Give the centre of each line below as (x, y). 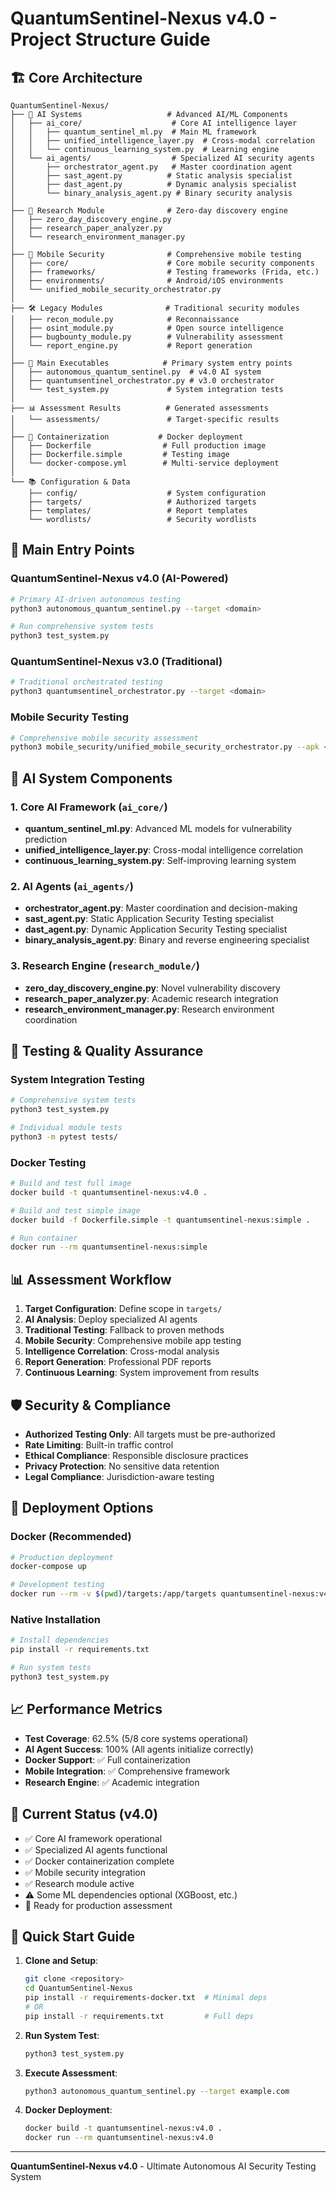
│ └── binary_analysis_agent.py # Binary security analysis (151, 193)
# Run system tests (51, 1668)
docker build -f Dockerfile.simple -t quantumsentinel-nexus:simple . (160, 1220)
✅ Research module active (79, 1883)
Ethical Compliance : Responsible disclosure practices (136, 1455)
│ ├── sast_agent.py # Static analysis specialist (151, 176)
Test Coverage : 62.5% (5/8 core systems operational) (136, 1738)
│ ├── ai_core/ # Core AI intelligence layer (154, 123)
